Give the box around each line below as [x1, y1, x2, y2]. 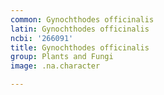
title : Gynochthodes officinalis [10, 42, 150, 53]
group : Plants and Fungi [10, 52, 114, 62]
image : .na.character [10, 61, 101, 71]
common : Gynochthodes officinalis [10, 14, 155, 25]
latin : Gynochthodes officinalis [10, 24, 150, 34]
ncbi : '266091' [10, 33, 74, 43]
